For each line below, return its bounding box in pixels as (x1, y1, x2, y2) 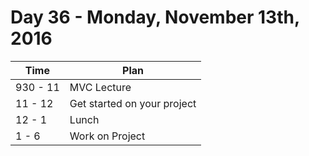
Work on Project (69, 129, 146, 143)
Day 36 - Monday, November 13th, (10, 6, 300, 29)
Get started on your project (69, 96, 197, 110)
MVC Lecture (69, 80, 132, 94)
